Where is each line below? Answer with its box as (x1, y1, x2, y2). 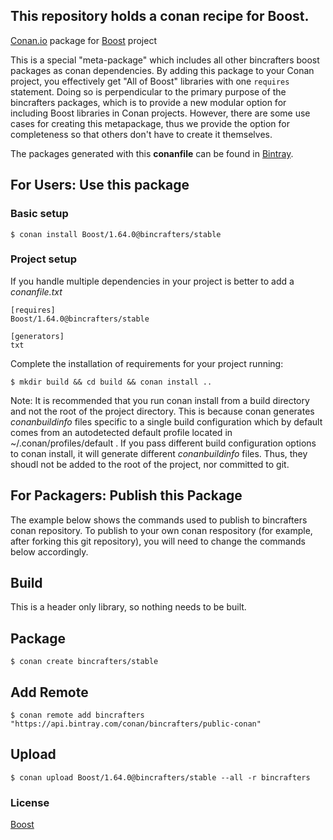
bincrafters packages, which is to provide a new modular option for (10, 96, 287, 108)
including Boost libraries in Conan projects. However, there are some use (10, 107, 311, 119)
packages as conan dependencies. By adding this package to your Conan (10, 64, 315, 76)
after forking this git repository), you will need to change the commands (10, 535, 306, 547)
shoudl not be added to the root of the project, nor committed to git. (10, 458, 290, 470)
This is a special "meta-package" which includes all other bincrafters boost (10, 54, 320, 66)
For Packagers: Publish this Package (10, 487, 243, 504)
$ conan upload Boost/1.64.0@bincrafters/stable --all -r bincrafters (10, 772, 311, 783)
